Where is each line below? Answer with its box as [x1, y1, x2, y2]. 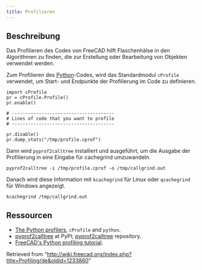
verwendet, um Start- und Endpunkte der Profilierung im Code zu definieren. [6, 78, 197, 85]
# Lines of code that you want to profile [6, 115, 115, 122]
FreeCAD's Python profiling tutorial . [14, 239, 104, 247]
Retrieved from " [6, 251, 47, 258]
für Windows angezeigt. [6, 182, 66, 189]
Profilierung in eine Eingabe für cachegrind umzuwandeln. [6, 154, 151, 161]
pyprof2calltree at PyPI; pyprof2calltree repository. [14, 233, 142, 240]
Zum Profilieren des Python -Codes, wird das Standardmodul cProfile [6, 72, 180, 79]
